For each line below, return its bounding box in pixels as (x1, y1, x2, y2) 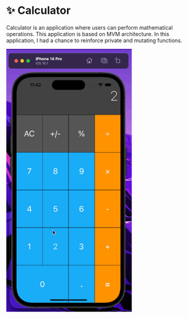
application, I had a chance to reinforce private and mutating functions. (6, 37, 183, 44)
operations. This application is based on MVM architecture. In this (6, 30, 170, 37)
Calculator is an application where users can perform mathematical (6, 24, 173, 31)
